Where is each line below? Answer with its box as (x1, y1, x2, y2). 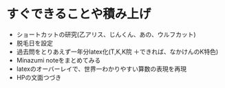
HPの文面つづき (16, 73, 62, 81)
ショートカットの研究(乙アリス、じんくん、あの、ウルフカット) (16, 30, 197, 38)
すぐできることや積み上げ (6, 6, 151, 22)
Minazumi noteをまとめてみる (16, 56, 101, 64)
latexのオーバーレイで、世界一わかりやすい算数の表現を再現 (16, 65, 187, 73)
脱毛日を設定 (16, 38, 53, 47)
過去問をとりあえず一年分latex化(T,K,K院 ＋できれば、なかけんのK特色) (16, 47, 218, 56)
